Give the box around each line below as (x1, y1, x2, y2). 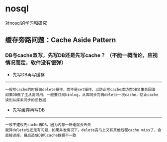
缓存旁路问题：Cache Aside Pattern (5, 36, 116, 45)
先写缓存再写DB (12, 107, 45, 113)
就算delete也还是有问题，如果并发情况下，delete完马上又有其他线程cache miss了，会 (5, 127, 162, 133)
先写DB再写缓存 (12, 71, 45, 77)
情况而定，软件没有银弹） (5, 59, 67, 66)
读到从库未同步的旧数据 (5, 97, 46, 102)
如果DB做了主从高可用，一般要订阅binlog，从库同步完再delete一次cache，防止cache (5, 92, 159, 97)
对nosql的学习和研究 (5, 20, 47, 26)
